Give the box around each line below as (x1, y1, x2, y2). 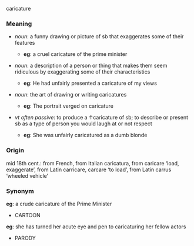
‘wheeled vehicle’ (6, 172, 49, 179)
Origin (6, 147, 25, 155)
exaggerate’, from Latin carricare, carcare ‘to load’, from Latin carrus (6, 166, 172, 173)
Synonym (6, 187, 34, 195)
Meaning (6, 19, 32, 28)
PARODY (14, 234, 36, 241)
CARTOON (14, 211, 41, 218)
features (14, 39, 35, 46)
